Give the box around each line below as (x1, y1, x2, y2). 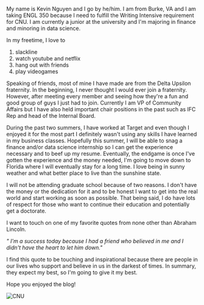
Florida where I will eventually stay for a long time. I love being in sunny (6, 163, 185, 170)
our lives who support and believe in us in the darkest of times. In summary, (6, 262, 196, 270)
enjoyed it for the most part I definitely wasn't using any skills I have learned (6, 131, 197, 138)
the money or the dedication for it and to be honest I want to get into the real (6, 188, 198, 195)
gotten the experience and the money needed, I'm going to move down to (6, 156, 191, 164)
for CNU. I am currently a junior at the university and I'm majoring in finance (6, 18, 196, 25)
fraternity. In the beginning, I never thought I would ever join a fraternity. (6, 86, 188, 94)
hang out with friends (15, 61, 69, 68)
